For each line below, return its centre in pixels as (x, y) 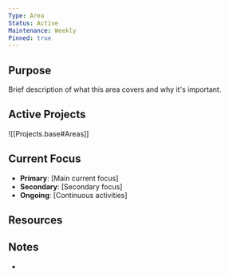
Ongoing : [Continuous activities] (73, 195)
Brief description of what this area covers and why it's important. (115, 89)
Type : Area (26, 16)
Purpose (30, 70)
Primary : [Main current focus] (69, 178)
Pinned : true (30, 38)
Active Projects (47, 115)
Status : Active (34, 23)
